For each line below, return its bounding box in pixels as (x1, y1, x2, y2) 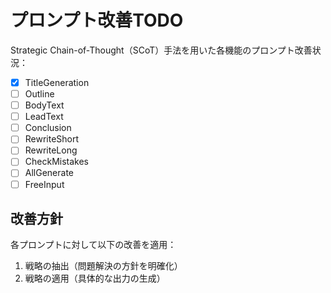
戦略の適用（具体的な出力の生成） (24, 272, 166, 285)
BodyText (24, 99, 65, 111)
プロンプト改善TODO (10, 9, 184, 32)
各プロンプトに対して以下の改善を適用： (10, 239, 177, 251)
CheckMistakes (24, 156, 89, 168)
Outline (24, 88, 55, 100)
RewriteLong (24, 144, 78, 156)
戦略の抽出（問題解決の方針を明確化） (24, 260, 183, 272)
